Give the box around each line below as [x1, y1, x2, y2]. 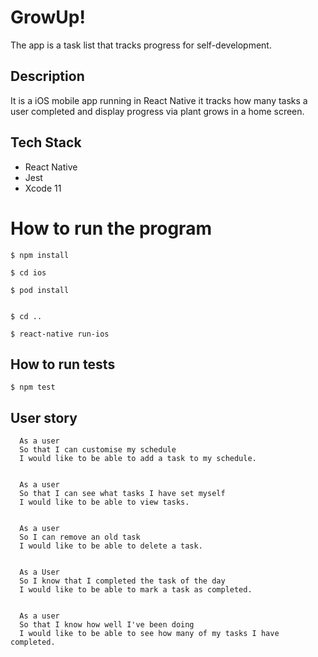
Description [10, 68, 85, 85]
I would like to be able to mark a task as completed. [19, 585, 253, 595]
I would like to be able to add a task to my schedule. [19, 454, 257, 464]
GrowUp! [10, 6, 86, 29]
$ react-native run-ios [10, 329, 110, 339]
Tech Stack [10, 134, 82, 151]
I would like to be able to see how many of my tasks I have [19, 629, 280, 639]
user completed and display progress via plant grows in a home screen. [10, 105, 305, 117]
